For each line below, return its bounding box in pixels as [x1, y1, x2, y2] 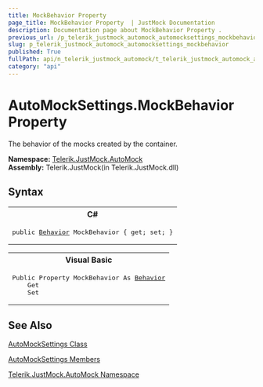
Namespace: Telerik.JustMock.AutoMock [8, 154, 143, 163]
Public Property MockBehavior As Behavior [12, 273, 166, 282]
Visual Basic [65, 254, 113, 265]
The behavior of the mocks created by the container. [8, 139, 178, 148]
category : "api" [8, 63, 61, 71]
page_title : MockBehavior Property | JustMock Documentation [8, 19, 215, 27]
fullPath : [8, 56, 41, 64]
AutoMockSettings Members [8, 355, 100, 364]
